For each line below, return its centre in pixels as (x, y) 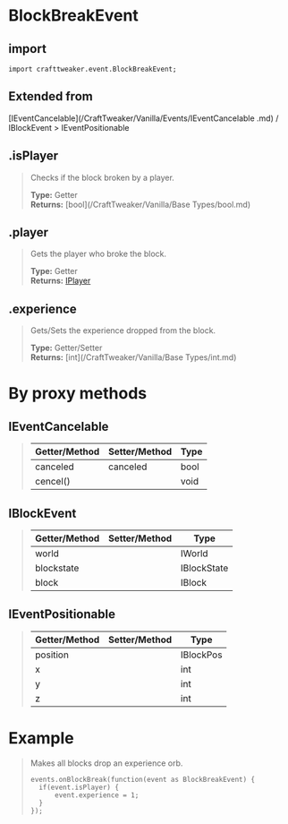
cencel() (52, 482)
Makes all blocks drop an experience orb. (106, 763)
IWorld (195, 554)
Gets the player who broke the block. (98, 254)
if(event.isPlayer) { (79, 787)
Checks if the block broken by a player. (102, 177)
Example (41, 738)
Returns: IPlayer (60, 281)
